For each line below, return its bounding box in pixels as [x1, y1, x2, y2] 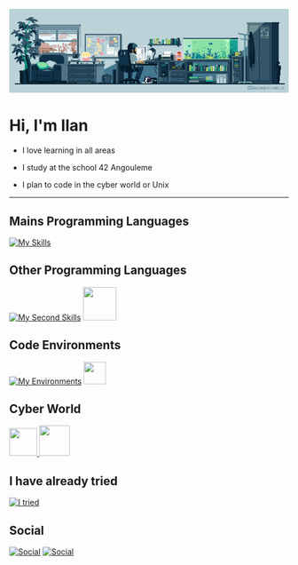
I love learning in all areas [21, 145, 115, 155]
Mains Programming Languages [9, 213, 190, 228]
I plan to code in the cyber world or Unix [21, 179, 169, 190]
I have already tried [9, 473, 118, 489]
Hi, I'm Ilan [9, 115, 89, 136]
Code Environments [9, 338, 122, 353]
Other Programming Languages [9, 263, 187, 278]
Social [9, 522, 44, 537]
